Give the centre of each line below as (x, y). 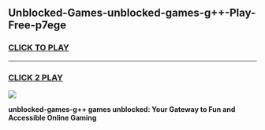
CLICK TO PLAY (39, 48)
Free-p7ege (37, 26)
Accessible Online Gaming (52, 117)
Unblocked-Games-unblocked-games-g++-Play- (132, 13)
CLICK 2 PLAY (35, 77)
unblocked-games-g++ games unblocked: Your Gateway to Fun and (122, 109)
